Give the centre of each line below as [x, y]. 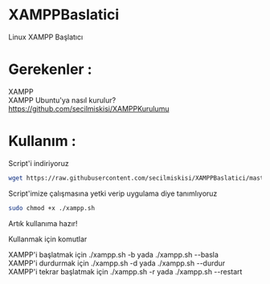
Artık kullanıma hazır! [43, 223]
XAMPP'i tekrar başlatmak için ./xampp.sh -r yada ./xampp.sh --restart [125, 271]
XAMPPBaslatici [64, 15]
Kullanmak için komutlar [48, 239]
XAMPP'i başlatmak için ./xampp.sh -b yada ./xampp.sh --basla [114, 254]
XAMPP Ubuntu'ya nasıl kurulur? [62, 100]
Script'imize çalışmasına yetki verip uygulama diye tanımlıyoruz [113, 193]
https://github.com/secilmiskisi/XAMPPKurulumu [89, 108]
